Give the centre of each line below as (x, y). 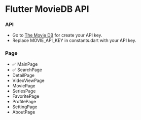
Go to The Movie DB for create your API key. (57, 35)
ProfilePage (24, 101)
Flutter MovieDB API (47, 9)
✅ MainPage (25, 64)
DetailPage (23, 75)
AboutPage (24, 112)
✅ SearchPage (27, 70)
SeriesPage (24, 91)
